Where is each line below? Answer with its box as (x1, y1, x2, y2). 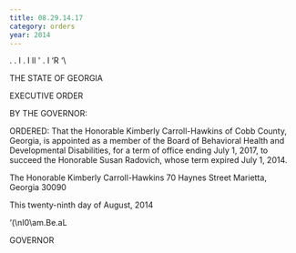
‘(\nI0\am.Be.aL (9, 218, 67, 228)
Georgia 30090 (9, 182, 66, 193)
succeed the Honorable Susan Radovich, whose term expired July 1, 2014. (9, 155, 288, 166)
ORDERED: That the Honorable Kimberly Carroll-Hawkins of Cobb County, (9, 126, 287, 137)
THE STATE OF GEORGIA (9, 73, 103, 84)
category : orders (9, 22, 76, 31)
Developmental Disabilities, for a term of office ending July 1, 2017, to (9, 145, 269, 156)
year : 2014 (9, 30, 51, 39)
